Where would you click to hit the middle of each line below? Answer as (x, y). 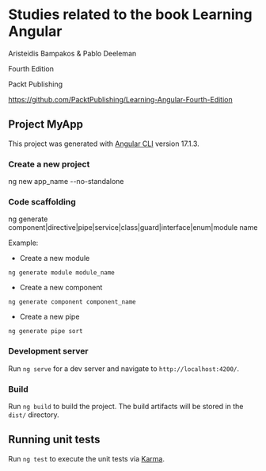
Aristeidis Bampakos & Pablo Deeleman (72, 53)
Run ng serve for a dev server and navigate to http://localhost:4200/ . (124, 368)
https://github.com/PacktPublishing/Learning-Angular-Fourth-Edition (120, 99)
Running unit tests (54, 440)
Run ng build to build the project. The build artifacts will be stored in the (126, 406)
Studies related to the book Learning (130, 15)
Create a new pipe (49, 317)
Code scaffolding (42, 201)
